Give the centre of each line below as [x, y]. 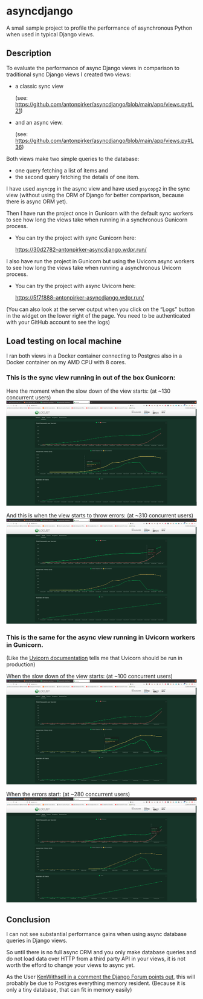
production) [21, 664]
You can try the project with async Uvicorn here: [75, 286]
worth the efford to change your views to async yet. [71, 965]
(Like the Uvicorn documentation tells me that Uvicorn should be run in [95, 658]
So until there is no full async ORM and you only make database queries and [101, 952]
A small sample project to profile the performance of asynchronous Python [99, 28]
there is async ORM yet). [37, 201]
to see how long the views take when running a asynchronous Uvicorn [94, 267]
